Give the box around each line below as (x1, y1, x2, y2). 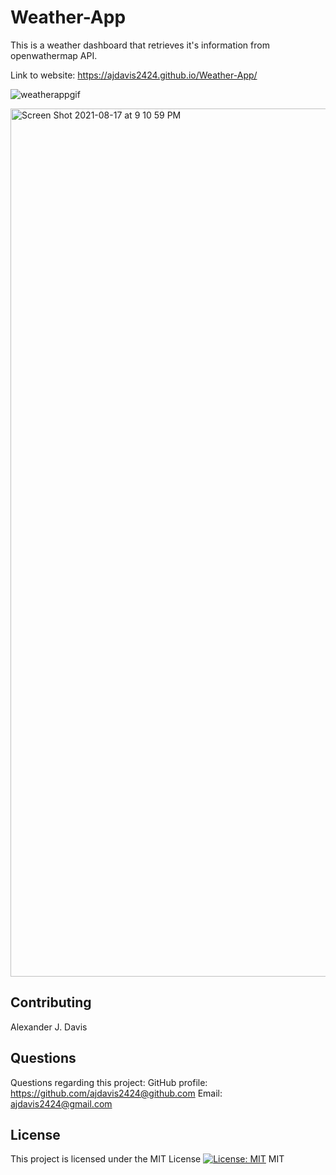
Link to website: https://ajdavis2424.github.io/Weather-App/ (10, 69, 258, 81)
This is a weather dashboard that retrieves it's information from (10, 39, 270, 51)
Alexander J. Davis (10, 1021, 88, 1033)
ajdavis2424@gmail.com (10, 1097, 113, 1110)
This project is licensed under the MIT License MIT (10, 1153, 285, 1165)
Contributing (10, 994, 92, 1011)
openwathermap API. (10, 49, 98, 61)
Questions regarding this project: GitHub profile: (10, 1076, 208, 1088)
